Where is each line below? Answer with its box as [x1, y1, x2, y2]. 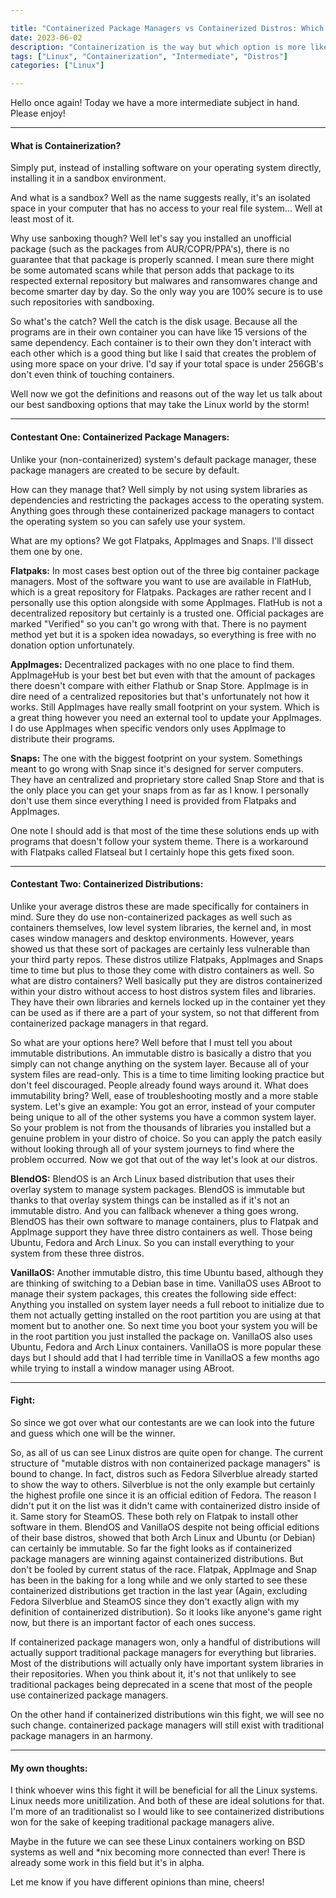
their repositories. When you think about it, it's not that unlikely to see [10, 1667, 297, 1680]
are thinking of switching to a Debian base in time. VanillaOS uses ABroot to [10, 1277, 322, 1289]
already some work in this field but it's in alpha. [10, 1857, 205, 1869]
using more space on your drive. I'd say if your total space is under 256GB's [10, 358, 324, 370]
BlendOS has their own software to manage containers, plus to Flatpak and [10, 1215, 319, 1227]
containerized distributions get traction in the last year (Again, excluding [10, 1584, 308, 1596]
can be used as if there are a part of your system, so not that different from [10, 1006, 320, 1018]
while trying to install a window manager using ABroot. [10, 1362, 235, 1374]
